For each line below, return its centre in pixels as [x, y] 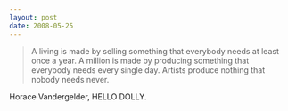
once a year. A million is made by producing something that [140, 60]
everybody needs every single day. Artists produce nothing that [148, 70]
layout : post [33, 17]
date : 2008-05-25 [41, 26]
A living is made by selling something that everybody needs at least [155, 51]
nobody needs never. [70, 79]
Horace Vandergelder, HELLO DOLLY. [78, 96]
